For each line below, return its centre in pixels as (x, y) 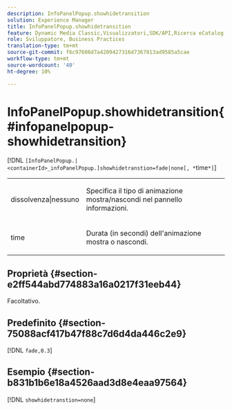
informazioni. (107, 208)
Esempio (26, 372)
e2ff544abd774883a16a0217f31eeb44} (94, 284)
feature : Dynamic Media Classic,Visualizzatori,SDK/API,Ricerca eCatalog (116, 33)
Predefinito (32, 323)
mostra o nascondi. (117, 242)
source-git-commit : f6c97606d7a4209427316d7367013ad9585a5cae (98, 53)
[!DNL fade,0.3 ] (30, 350)
